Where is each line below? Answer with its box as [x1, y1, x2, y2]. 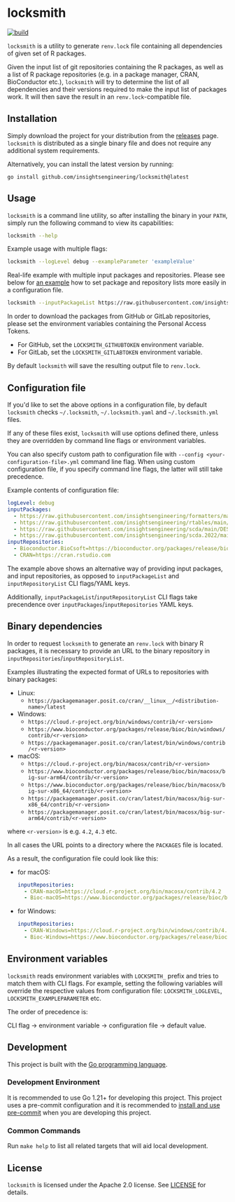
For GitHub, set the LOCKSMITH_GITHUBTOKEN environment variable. [17, 341, 204, 349]
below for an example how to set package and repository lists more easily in [7, 278, 227, 287]
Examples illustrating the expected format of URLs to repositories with [7, 667, 209, 676]
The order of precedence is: [7, 1007, 89, 1016]
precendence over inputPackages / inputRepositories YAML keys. [7, 600, 194, 608]
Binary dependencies [7, 620, 103, 632]
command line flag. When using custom [80, 458, 196, 465]
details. [7, 1188, 29, 1196]
